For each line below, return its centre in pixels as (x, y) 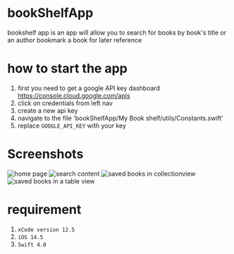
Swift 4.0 (32, 245)
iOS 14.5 (30, 237)
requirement (44, 210)
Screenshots (45, 154)
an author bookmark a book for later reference (75, 40)
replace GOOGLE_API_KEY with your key (72, 126)
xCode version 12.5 (46, 230)
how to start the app (68, 69)
